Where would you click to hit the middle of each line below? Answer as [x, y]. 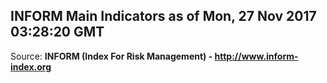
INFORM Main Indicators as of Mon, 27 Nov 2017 [163, 16]
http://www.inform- [256, 56]
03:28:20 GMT [57, 32]
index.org [31, 66]
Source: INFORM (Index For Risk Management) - [111, 56]
